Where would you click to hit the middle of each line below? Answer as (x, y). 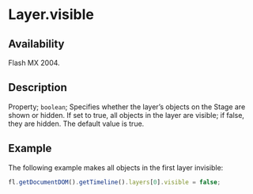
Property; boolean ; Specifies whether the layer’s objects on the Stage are (127, 107)
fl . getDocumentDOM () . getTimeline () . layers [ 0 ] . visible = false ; (115, 182)
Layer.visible (51, 15)
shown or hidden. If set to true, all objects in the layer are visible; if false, (126, 115)
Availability (36, 44)
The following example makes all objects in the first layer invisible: (116, 167)
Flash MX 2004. (34, 63)
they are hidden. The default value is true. (76, 124)
